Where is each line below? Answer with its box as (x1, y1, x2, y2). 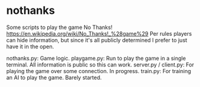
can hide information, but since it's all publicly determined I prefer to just (6, 36, 188, 43)
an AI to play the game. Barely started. (6, 74, 102, 81)
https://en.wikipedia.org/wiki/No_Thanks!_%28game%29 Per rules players (6, 30, 192, 37)
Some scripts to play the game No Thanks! (6, 24, 113, 31)
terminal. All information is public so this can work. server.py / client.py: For (6, 61, 195, 68)
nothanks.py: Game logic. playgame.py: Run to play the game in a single (6, 54, 186, 62)
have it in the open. (6, 43, 55, 50)
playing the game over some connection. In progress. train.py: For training (6, 67, 192, 74)
